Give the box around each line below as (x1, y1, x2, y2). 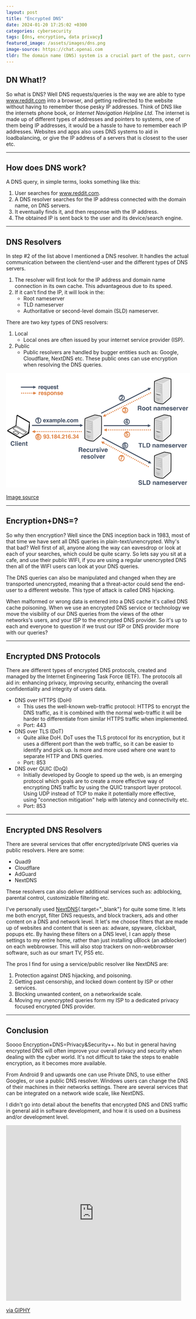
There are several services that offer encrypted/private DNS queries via (6, 841, 178, 848)
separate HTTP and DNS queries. (23, 753, 104, 760)
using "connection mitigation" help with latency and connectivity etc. (23, 796, 189, 803)
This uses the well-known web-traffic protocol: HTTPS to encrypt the (23, 703, 190, 710)
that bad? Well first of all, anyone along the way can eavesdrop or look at (6, 544, 181, 551)
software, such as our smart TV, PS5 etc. (6, 949, 104, 957)
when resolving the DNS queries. (23, 361, 103, 368)
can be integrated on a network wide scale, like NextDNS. (6, 1090, 145, 1097)
